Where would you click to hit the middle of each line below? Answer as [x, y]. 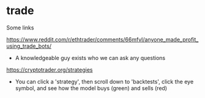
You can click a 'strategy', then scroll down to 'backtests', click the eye [104, 81]
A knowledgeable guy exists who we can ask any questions [90, 58]
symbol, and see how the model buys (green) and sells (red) [91, 88]
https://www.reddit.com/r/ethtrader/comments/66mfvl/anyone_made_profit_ [102, 39]
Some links [20, 28]
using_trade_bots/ [29, 46]
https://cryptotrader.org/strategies [50, 70]
